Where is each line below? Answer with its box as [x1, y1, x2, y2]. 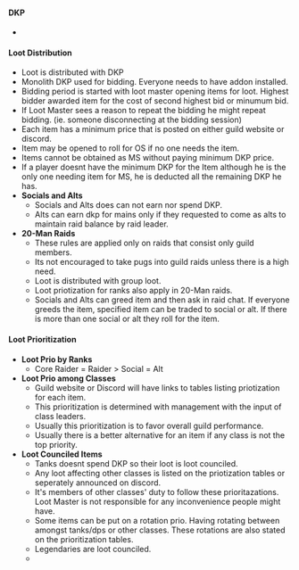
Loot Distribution [8, 47, 72, 58]
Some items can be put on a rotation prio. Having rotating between [34, 515, 280, 525]
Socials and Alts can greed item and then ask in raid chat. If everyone [34, 294, 290, 305]
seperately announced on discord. [34, 477, 162, 488]
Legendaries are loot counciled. [34, 543, 152, 554]
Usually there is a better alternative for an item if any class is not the [34, 429, 286, 441]
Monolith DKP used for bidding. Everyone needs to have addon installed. [21, 77, 289, 87]
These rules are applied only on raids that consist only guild [34, 237, 255, 249]
